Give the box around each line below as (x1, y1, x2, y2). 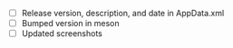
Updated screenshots (21, 28, 103, 39)
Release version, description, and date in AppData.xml (21, 8, 225, 18)
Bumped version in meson (21, 18, 120, 29)
